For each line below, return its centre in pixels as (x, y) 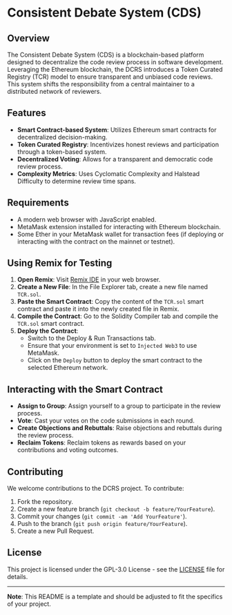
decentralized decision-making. (62, 137)
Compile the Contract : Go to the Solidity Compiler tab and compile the (118, 316)
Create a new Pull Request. (56, 531)
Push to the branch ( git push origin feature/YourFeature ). (102, 524)
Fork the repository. (45, 502)
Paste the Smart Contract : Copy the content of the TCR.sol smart (110, 302)
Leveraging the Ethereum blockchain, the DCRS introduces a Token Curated (115, 69)
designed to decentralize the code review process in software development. (115, 62)
